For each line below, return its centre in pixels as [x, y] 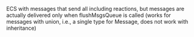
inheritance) [21, 28]
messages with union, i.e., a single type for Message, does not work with [97, 22]
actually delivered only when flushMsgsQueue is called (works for [89, 15]
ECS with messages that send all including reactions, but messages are [95, 9]
